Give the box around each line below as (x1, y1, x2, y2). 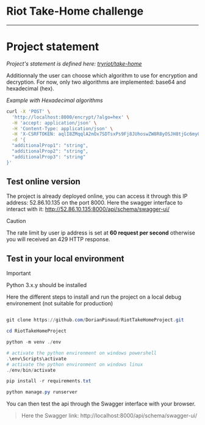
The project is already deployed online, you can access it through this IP (6, 192, 188, 200)
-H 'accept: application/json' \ (12, 120, 97, 126)
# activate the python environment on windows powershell (6, 350, 157, 356)
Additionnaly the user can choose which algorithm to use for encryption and (6, 71, 198, 79)
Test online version (6, 176, 81, 187)
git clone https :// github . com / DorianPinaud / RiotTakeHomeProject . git (6, 317, 184, 323)
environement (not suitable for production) (6, 300, 113, 307)
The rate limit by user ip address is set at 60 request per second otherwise (6, 229, 195, 236)
